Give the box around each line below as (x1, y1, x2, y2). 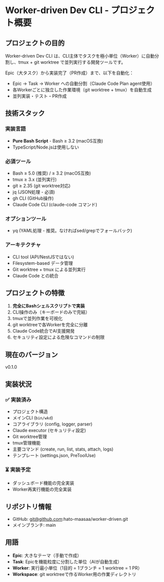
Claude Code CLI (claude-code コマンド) (12, 201, 98, 207)
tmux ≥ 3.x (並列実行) (12, 176, 57, 182)
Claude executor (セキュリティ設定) (12, 427, 86, 433)
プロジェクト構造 (12, 408, 48, 414)
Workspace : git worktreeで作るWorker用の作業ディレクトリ (12, 571, 136, 577)
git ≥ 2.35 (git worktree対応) (12, 183, 71, 189)
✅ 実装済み (5, 396, 32, 403)
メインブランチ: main (12, 522, 56, 528)
